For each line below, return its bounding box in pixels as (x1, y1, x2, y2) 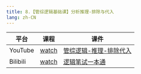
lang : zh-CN (6, 14, 36, 20)
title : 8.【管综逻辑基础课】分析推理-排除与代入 (6, 8, 114, 15)
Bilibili (9, 57, 26, 66)
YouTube (9, 46, 34, 54)
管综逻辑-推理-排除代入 (63, 46, 132, 55)
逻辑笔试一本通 (63, 58, 106, 66)
